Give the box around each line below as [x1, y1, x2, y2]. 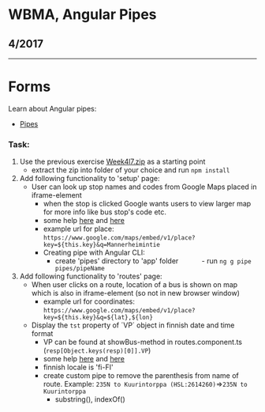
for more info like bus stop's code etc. [43, 207, 167, 217]
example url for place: [43, 224, 114, 234]
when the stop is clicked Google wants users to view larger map [43, 199, 252, 209]
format [31, 329, 54, 338]
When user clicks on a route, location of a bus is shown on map [31, 280, 238, 289]
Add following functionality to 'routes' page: [19, 271, 163, 282]
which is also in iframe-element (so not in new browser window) [31, 289, 241, 298]
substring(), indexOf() [54, 395, 126, 404]
